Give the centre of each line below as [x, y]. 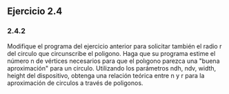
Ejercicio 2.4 [35, 11]
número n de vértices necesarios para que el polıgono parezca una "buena [113, 61]
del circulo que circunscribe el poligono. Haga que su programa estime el [111, 53]
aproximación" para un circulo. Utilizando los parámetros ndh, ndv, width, [112, 68]
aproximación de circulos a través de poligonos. [75, 83]
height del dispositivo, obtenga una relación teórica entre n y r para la [106, 75]
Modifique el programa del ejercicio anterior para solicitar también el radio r [114, 46]
